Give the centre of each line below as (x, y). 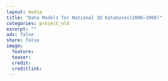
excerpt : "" (21, 29)
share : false (23, 40)
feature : (23, 52)
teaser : (22, 57)
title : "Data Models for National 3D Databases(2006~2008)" (85, 18)
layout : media (24, 12)
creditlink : (27, 69)
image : (15, 46)
